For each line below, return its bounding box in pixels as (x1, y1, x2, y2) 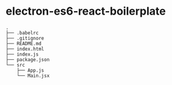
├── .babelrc (5, 29, 39, 36)
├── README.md (5, 40, 42, 46)
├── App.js (16, 67, 45, 73)
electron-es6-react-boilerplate (5, 4, 166, 18)
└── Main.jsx (16, 72, 50, 79)
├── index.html (5, 46, 45, 52)
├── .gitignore (5, 35, 45, 41)
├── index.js (5, 51, 39, 57)
